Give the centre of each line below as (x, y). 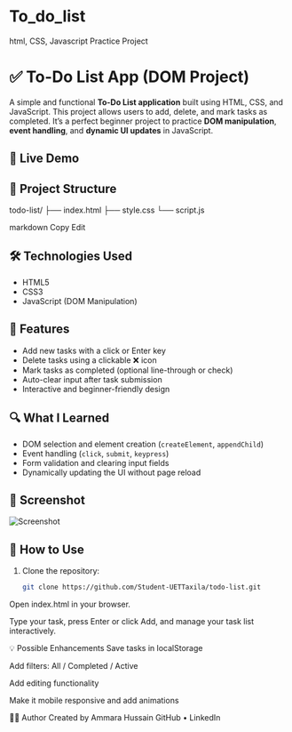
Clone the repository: (61, 571)
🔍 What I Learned (59, 418)
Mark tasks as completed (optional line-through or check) (127, 370)
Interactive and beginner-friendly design (96, 389)
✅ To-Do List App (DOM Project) (130, 77)
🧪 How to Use (47, 549)
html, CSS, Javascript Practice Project (79, 41)
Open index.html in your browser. (70, 604)
